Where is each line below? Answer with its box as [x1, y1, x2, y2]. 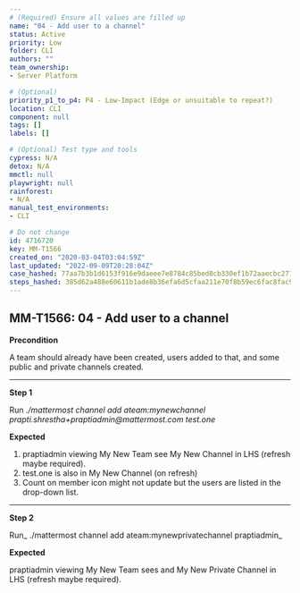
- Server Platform [9, 72, 78, 80]
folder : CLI [9, 47, 54, 55]
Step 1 [9, 386, 33, 398]
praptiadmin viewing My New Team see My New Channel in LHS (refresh [21, 448, 291, 459]
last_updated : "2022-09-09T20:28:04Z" [9, 261, 154, 270]
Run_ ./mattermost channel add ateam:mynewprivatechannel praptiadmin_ [9, 529, 283, 540]
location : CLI [9, 104, 62, 113]
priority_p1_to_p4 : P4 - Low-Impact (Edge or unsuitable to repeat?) [9, 96, 274, 105]
